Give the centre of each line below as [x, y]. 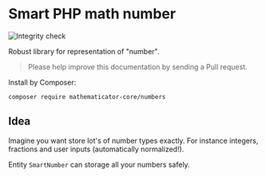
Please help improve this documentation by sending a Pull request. [137, 67]
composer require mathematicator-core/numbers [87, 96]
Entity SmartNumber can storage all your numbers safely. [99, 164]
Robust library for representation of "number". [84, 51]
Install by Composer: [42, 82]
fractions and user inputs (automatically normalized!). [96, 149]
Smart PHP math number [92, 14]
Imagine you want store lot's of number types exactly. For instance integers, [133, 140]
